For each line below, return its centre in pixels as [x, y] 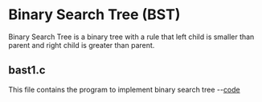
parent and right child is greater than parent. [82, 45]
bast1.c [27, 71]
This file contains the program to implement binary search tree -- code [125, 89]
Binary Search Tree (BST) [94, 15]
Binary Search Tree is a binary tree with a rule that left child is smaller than [131, 37]
